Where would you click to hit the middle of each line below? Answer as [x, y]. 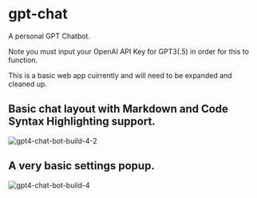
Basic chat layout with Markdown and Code [119, 109]
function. [23, 60]
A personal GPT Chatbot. [49, 36]
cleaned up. [28, 84]
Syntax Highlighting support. [82, 122]
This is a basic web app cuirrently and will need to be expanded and [121, 75]
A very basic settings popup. [82, 166]
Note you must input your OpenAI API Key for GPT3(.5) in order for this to [129, 51]
